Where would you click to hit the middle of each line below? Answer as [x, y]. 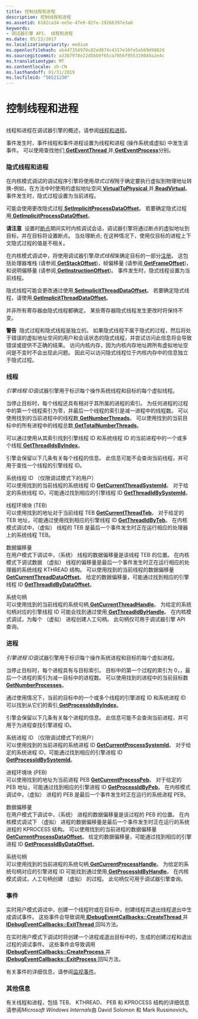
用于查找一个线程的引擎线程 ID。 [46, 466]
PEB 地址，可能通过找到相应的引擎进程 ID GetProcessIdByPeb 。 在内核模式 [98, 787]
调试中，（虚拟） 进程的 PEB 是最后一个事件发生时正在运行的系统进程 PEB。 [98, 794]
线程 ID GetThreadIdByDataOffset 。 [51, 585]
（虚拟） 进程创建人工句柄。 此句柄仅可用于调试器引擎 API [114, 620]
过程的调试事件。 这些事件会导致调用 [51, 944]
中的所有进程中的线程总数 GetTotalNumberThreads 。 [77, 425]
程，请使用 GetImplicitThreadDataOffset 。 [59, 298]
